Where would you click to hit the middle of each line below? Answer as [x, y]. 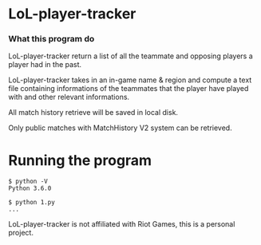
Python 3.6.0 [30, 188]
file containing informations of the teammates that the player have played [129, 89]
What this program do [51, 39]
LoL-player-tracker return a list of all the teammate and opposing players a [130, 56]
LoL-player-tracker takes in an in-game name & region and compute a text [130, 80]
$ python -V [28, 182]
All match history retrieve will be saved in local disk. [93, 113]
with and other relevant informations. [69, 97]
